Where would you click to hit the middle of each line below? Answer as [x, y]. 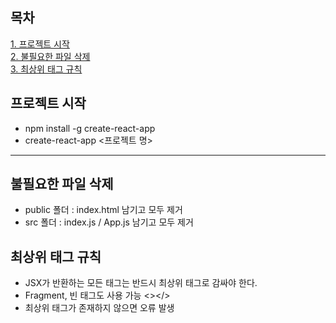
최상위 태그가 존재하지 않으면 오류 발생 [99, 308]
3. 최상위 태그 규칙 [46, 69]
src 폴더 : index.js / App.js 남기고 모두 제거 [109, 222]
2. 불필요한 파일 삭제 [50, 56]
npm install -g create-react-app [90, 128]
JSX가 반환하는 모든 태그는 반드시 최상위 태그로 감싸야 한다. [141, 283]
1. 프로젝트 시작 [40, 44]
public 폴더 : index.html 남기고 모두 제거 [103, 210]
